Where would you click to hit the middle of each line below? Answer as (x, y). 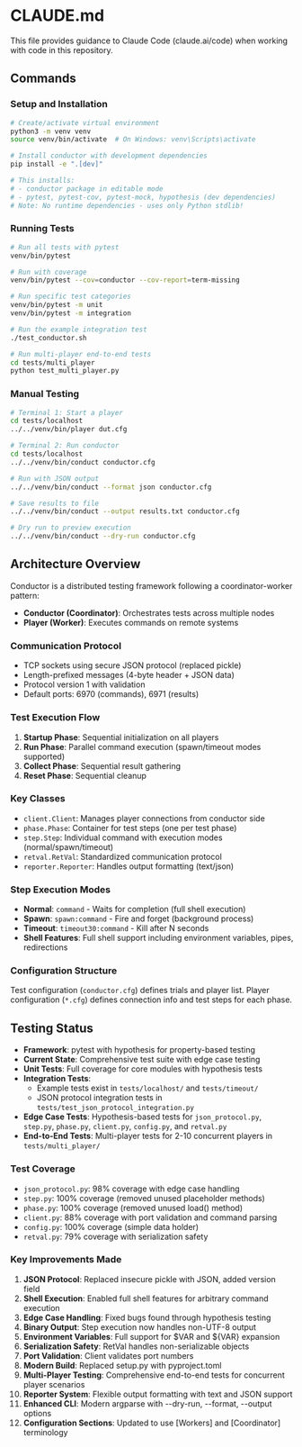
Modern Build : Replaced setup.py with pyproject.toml (122, 1365)
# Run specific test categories (71, 297)
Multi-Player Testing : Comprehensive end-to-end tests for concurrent (154, 1375)
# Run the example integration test (79, 330)
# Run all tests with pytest (65, 247)
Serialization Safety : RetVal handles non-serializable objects (136, 1346)
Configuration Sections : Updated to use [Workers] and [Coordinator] (152, 1423)
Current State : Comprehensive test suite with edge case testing (142, 1060)
